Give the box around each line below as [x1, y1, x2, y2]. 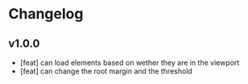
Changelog [8, 5, 84, 23]
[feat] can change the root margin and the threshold [19, 66, 193, 76]
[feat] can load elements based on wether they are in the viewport [19, 58, 240, 67]
